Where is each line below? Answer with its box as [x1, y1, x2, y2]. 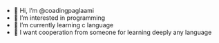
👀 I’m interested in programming [13, 14, 106, 22]
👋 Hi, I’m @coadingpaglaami [13, 7, 95, 14]
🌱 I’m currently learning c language [13, 21, 114, 29]
